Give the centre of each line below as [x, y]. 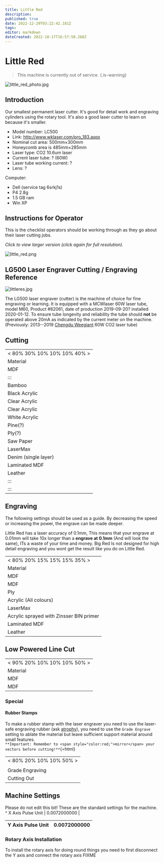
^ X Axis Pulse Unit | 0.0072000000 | [42, 812]
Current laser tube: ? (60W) [40, 158]
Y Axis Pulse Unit [28, 825]
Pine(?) [16, 425]
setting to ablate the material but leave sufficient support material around [79, 734]
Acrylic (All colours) [30, 600]
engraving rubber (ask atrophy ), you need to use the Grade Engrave [83, 729]
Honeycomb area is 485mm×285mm [49, 147]
